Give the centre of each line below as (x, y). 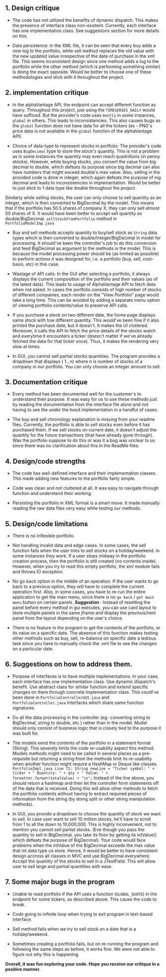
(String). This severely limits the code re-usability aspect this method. (83, 748)
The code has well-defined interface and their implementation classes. (84, 473)
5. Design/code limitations (47, 524)
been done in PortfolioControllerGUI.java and (61, 697)
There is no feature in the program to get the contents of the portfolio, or (86, 628)
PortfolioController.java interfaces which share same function (78, 703)
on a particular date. (33, 649)
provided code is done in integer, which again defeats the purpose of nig (86, 177)
